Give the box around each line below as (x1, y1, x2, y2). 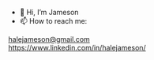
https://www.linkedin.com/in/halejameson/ (8, 43, 146, 52)
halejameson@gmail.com (8, 35, 91, 43)
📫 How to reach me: (19, 17, 88, 25)
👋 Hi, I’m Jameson (19, 8, 79, 17)
